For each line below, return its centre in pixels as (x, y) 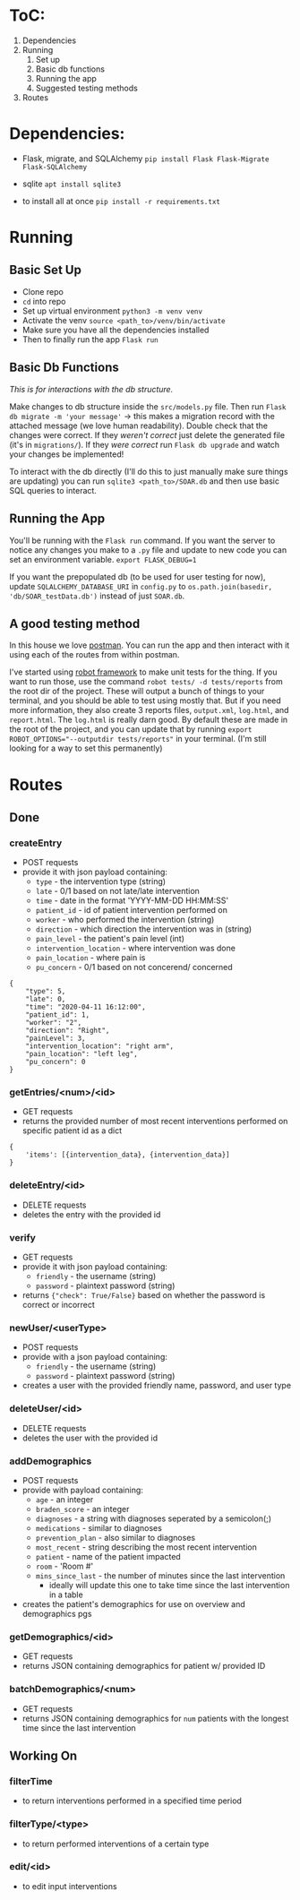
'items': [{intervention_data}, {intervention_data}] (128, 1155)
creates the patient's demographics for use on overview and (134, 1603)
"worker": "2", (54, 1023)
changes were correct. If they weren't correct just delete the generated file (147, 434)
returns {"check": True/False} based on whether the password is (144, 1295)
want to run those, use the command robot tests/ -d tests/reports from (146, 682)
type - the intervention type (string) (101, 881)
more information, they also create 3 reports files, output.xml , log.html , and (149, 710)
